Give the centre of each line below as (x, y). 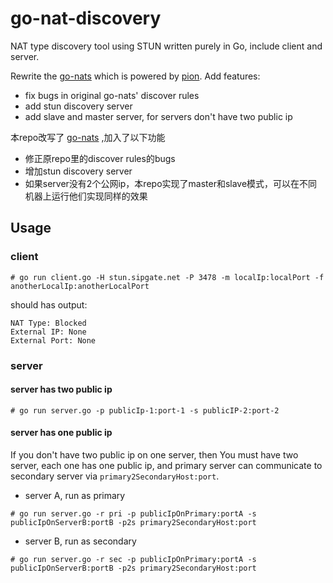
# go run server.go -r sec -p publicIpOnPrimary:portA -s (133, 559)
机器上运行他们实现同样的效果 (86, 196)
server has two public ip (61, 389)
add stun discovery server (78, 106)
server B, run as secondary (80, 541)
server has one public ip (61, 433)
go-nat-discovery (86, 18)
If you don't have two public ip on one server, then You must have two (154, 454)
